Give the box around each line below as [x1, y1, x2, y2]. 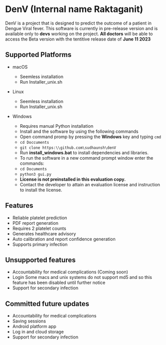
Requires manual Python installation [19, 123, 94, 129]
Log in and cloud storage [12, 329, 64, 335]
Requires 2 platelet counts [12, 225, 66, 231]
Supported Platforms [5, 51, 72, 59]
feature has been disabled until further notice [12, 279, 106, 286]
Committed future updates [5, 299, 90, 308]
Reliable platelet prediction [12, 214, 67, 221]
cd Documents [19, 166, 47, 171]
